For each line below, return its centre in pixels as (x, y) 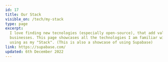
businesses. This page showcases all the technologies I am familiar (83, 38)
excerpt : (14, 28)
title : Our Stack (23, 14)
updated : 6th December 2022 (34, 51)
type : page (16, 24)
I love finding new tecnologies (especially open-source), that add (82, 33)
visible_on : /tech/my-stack (34, 19)
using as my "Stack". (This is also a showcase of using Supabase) (81, 42)
